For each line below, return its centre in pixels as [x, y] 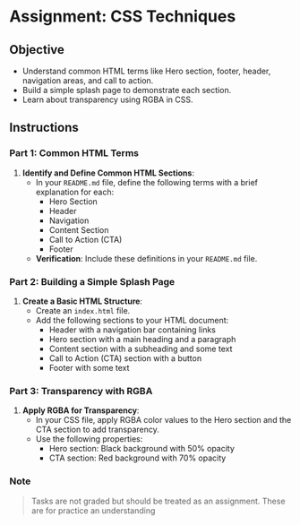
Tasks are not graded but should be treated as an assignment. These [158, 501]
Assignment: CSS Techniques [123, 17]
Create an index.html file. [83, 310]
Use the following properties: [89, 439]
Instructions [44, 128]
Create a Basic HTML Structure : [82, 301]
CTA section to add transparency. [97, 430]
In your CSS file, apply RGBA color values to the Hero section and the [163, 420]
